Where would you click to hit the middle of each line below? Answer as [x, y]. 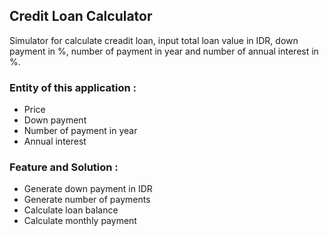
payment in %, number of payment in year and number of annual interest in [164, 51]
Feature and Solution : [64, 167]
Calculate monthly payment [80, 221]
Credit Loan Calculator [81, 16]
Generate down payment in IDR [88, 189]
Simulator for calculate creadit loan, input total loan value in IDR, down [154, 40]
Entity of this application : [73, 87]
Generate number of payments [87, 200]
